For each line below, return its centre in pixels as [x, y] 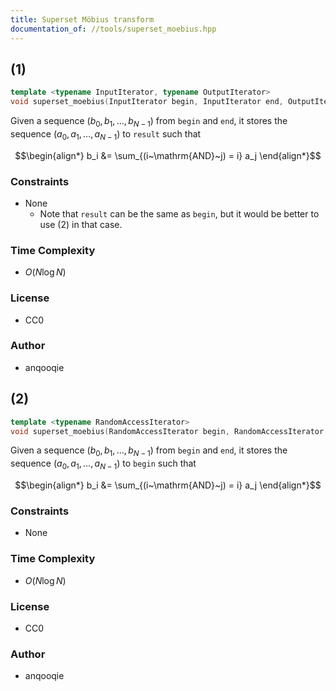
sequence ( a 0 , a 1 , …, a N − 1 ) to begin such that [103, 464]
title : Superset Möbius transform [82, 19]
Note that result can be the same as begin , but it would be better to [179, 213]
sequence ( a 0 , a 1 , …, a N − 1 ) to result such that [106, 134]
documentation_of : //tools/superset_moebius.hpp [113, 29]
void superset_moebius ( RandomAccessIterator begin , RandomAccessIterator [167, 431]
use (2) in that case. [81, 224]
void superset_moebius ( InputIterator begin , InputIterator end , [147, 102]
